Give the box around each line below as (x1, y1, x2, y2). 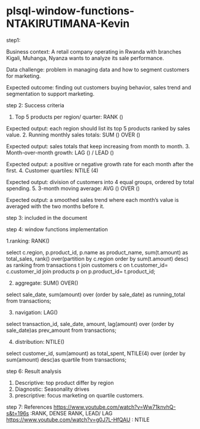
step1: (6, 36, 21, 43)
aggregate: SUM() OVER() (14, 279, 79, 287)
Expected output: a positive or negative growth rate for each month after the (6, 160, 194, 167)
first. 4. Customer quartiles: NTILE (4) (6, 167, 99, 174)
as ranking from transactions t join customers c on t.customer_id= (6, 261, 168, 269)
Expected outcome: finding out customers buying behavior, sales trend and (6, 83, 192, 91)
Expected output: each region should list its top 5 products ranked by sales (6, 125, 190, 132)
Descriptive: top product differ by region (14, 379, 114, 386)
